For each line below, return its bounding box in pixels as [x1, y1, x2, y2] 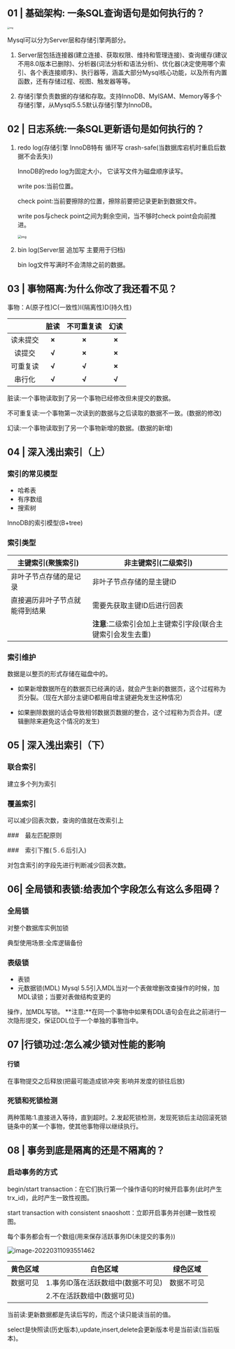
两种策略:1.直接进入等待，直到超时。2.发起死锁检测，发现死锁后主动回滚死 [7, 1113, 222, 1121]
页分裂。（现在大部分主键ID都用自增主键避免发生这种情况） [17, 693, 187, 702]
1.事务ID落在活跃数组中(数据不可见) [45, 1277, 163, 1287]
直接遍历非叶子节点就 [10, 595, 82, 605]
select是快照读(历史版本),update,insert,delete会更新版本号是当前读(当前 [7, 1325, 214, 1334]
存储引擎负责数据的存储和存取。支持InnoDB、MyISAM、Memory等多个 [17, 92, 222, 100]
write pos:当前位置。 [17, 182, 77, 190]
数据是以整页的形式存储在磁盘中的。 [7, 669, 112, 678]
